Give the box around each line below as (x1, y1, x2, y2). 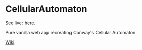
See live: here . (5, 20, 36, 26)
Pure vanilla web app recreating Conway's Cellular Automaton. (5, 29, 137, 35)
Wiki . (5, 39, 16, 45)
